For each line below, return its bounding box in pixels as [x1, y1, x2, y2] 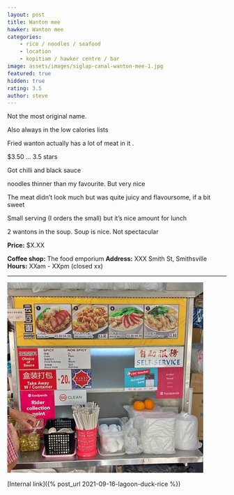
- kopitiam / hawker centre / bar [19, 56, 120, 63]
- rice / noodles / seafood [19, 40, 101, 48]
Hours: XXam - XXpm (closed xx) [7, 262, 103, 271]
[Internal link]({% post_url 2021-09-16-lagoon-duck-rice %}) [7, 480, 181, 488]
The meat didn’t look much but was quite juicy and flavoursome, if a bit [7, 193, 211, 201]
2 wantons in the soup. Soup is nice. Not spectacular [7, 227, 159, 236]
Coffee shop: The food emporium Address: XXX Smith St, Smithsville [7, 254, 208, 263]
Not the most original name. [7, 112, 87, 121]
